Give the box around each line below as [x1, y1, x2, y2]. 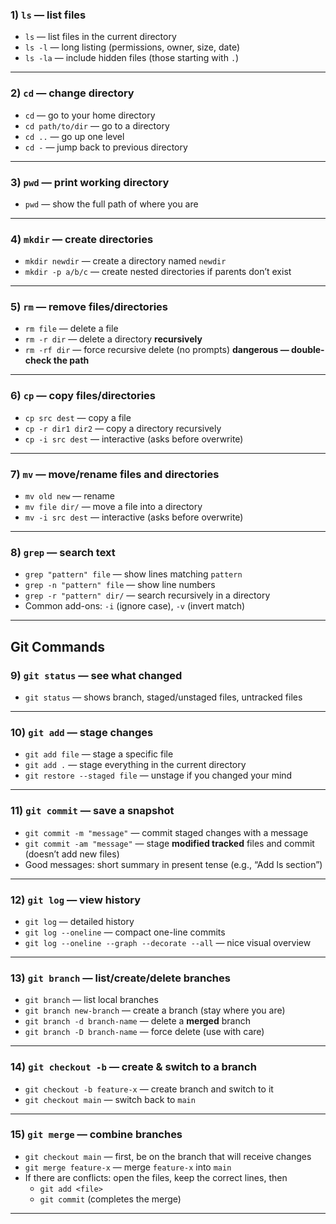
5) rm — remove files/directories [10, 300, 168, 314]
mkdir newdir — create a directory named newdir [24, 255, 227, 267]
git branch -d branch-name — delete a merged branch [24, 1015, 251, 1027]
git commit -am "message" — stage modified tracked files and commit [24, 837, 315, 849]
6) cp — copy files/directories [10, 389, 157, 403]
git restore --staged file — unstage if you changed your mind [24, 769, 293, 782]
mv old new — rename [24, 490, 116, 502]
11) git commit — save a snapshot [10, 804, 175, 818]
